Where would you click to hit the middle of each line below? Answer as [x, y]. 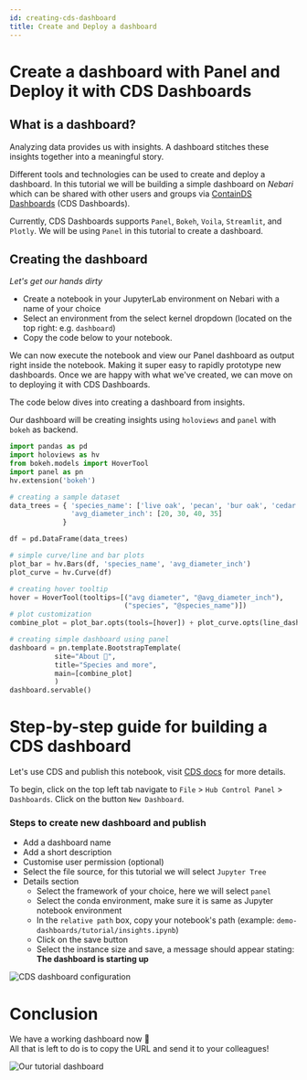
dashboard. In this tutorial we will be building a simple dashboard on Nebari [152, 184]
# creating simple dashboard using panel [90, 640]
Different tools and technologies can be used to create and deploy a [138, 174]
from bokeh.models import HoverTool [79, 464]
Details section [51, 882]
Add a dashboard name [67, 842]
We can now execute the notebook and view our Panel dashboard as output [152, 355]
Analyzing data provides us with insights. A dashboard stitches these [139, 146]
